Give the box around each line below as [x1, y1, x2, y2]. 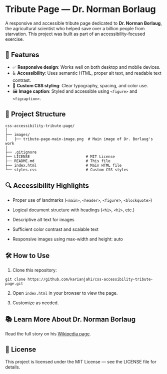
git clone [5, 277, 26, 282]
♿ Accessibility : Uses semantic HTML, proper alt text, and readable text [12, 70, 161, 76]
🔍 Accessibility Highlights [5, 181, 89, 190]
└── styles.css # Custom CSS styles [5, 167, 128, 172]
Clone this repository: [12, 267, 57, 273]
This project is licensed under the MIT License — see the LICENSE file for [5, 358, 156, 364]
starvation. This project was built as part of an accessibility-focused [5, 31, 145, 37]
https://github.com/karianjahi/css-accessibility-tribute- [27, 277, 153, 282]
